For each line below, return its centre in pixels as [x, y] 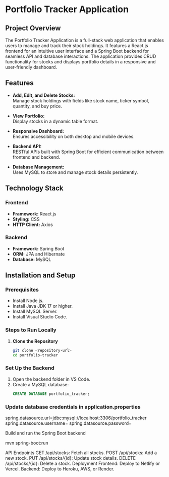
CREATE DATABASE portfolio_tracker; [51, 394]
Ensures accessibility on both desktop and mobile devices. [73, 136]
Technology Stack [34, 188]
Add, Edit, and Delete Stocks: [44, 95]
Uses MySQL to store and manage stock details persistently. [75, 172]
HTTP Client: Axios [33, 225]
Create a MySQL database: [41, 384]
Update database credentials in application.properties [73, 407]
